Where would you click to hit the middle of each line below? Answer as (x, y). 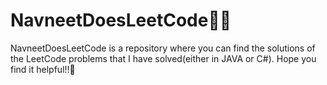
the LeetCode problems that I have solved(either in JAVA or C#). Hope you (163, 58)
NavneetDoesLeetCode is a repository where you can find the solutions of (163, 48)
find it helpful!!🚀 (43, 69)
